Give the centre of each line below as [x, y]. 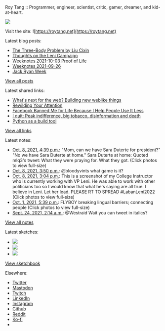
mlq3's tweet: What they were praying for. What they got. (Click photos [84, 160]
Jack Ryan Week [29, 71]
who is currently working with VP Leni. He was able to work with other [84, 181]
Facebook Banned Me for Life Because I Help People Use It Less [78, 110]
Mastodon [22, 288]
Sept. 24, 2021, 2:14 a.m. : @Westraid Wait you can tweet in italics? [80, 213]
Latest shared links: [25, 90]
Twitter [20, 283]
